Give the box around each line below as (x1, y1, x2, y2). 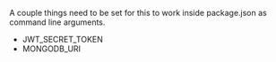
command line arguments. (9, 17, 106, 27)
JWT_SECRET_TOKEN (22, 35, 103, 44)
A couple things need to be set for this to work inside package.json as (9, 8, 267, 18)
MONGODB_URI (22, 43, 82, 54)
